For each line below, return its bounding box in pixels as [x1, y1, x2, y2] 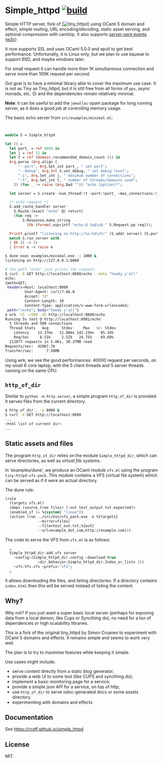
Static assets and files [5, 440, 74, 448]
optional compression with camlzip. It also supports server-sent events [5, 31, 147, 37]
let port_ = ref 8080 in [9, 146, 60, 151]
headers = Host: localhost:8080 [7, 285, 68, 290]
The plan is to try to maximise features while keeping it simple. [5, 649, 130, 655]
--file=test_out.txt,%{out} [37, 523, 95, 528]
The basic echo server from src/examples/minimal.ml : [5, 114, 113, 120]
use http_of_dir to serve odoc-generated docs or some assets [12, 689, 139, 695]
